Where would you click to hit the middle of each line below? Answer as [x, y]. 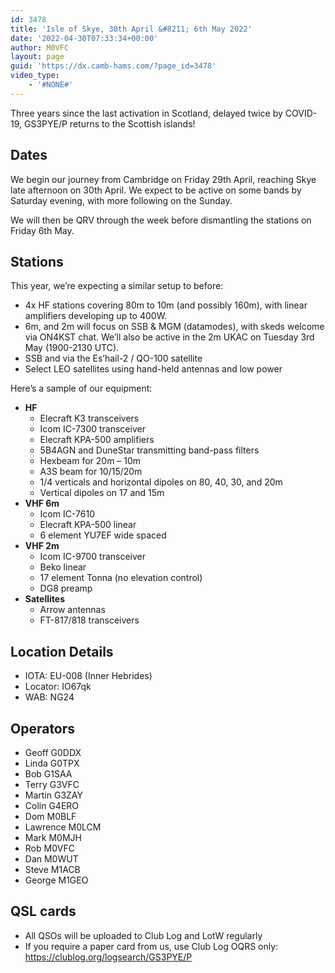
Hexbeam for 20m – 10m [90, 461]
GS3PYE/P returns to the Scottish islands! [109, 123]
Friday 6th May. [42, 230]
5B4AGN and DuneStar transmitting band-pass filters [149, 450]
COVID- [301, 113]
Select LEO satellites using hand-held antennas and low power [153, 369]
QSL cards [43, 911]
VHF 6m [42, 503]
